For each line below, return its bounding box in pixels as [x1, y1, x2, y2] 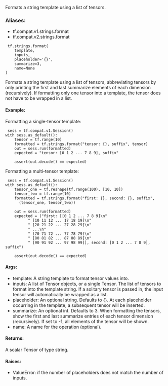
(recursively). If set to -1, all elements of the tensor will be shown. [12, 318, 149, 324]
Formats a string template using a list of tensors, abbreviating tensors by [5, 79, 156, 85]
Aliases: [5, 17, 26, 24]
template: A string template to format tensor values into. [12, 275, 129, 281]
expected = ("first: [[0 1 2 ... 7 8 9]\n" [14, 213, 108, 219]
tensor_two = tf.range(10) [14, 191, 71, 196]
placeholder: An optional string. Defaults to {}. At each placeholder [12, 297, 152, 303]
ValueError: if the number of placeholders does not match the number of [12, 370, 163, 376]
